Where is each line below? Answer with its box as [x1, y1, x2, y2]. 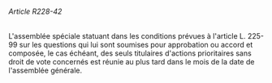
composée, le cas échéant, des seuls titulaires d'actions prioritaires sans [8, 48, 252, 58]
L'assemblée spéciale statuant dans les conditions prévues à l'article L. [8, 31, 246, 41]
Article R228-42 [8, 6, 63, 16]
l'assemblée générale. [8, 65, 83, 76]
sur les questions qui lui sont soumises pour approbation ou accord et [19, 40, 253, 50]
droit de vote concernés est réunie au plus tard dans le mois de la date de [8, 57, 255, 67]
